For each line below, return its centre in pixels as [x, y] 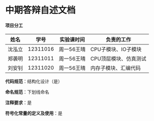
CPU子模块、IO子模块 [116, 49]
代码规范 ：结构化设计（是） [34, 81]
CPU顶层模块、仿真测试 [118, 59]
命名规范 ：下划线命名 [27, 92]
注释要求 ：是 [18, 102]
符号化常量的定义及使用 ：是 [34, 113]
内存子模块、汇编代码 [115, 68]
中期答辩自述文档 [41, 10]
